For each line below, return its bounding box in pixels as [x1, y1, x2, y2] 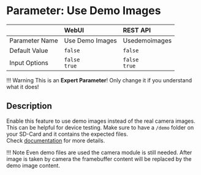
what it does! [6, 83, 39, 90]
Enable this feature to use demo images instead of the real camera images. [6, 117, 195, 125]
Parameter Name [9, 36, 58, 45]
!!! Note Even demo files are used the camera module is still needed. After [6, 149, 192, 156]
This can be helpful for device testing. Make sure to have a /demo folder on [6, 123, 194, 131]
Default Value [9, 46, 48, 55]
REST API [123, 26, 151, 34]
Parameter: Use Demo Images [6, 4, 161, 18]
